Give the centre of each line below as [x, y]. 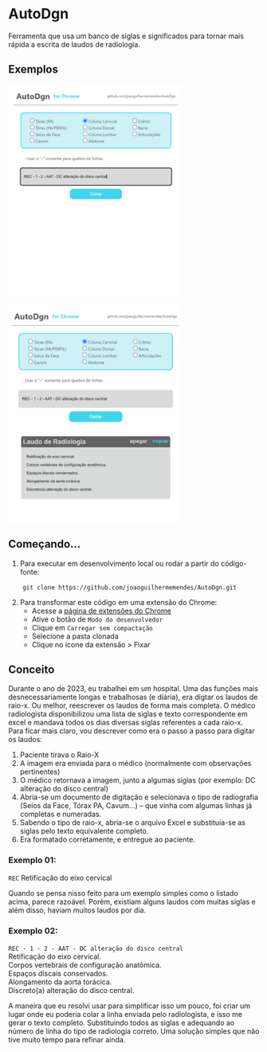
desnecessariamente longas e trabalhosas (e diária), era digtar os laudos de [133, 697]
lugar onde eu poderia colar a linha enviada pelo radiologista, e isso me [126, 1014]
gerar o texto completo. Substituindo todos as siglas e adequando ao [122, 1023]
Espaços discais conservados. [58, 973]
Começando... [45, 544]
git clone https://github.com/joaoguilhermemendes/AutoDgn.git [130, 587]
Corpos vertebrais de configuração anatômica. [85, 964]
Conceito [31, 669]
